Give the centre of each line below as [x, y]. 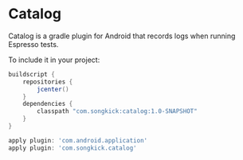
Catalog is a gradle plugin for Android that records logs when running [122, 36]
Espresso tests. [33, 44]
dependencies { [48, 104]
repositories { [48, 82]
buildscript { [32, 74]
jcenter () [53, 89]
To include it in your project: [54, 60]
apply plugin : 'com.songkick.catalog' [73, 148]
